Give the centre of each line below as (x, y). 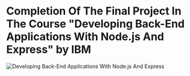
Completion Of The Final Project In (94, 11)
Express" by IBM (49, 50)
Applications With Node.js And (85, 37)
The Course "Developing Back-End (96, 24)
